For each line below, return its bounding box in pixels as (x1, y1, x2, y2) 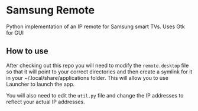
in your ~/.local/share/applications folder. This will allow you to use (6, 74, 168, 81)
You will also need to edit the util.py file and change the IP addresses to (6, 92, 184, 99)
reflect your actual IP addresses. (6, 98, 86, 105)
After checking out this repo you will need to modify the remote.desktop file (6, 62, 189, 69)
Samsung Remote (6, 4, 95, 17)
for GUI (6, 29, 24, 36)
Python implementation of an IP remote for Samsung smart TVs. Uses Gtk (6, 23, 185, 30)
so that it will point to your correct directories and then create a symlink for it (6, 68, 193, 75)
